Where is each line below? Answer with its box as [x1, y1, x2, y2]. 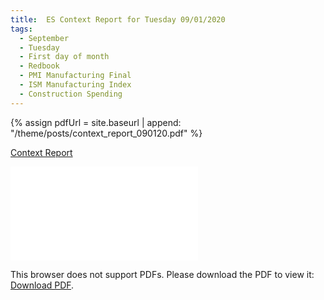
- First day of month [19, 52, 110, 62]
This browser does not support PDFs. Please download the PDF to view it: [10, 268, 315, 280]
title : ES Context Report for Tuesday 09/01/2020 [10, 14, 226, 25]
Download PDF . [10, 279, 75, 291]
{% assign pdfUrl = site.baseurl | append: [10, 116, 182, 128]
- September [19, 33, 70, 43]
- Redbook [19, 61, 60, 71]
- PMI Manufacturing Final [19, 71, 132, 81]
